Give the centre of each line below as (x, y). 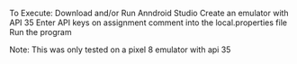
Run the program (40, 32)
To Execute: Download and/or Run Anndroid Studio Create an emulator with (149, 13)
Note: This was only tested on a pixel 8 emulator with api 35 (120, 50)
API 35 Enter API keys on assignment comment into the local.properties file (148, 23)
